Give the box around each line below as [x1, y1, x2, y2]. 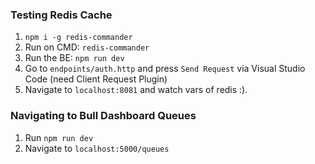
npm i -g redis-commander [24, 33, 133, 43]
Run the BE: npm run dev [24, 52, 125, 64]
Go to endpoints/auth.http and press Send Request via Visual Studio [24, 63, 306, 75]
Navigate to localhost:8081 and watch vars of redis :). [24, 84, 248, 96]
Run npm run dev [24, 131, 94, 143]
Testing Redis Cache [10, 8, 113, 22]
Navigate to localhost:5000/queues [24, 142, 170, 154]
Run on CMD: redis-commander [24, 41, 150, 53]
